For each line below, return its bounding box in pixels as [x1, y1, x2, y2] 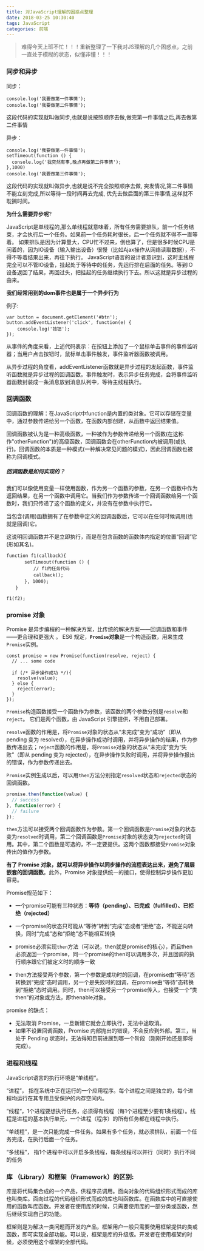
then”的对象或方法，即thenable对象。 [15, 994, 109, 1001]
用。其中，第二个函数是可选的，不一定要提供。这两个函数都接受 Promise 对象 [6, 841, 196, 848]
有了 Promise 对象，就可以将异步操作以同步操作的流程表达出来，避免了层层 [6, 861, 195, 868]
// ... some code [12, 658, 56, 664]
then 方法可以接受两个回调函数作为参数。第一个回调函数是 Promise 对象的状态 [6, 826, 196, 833]
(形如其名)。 [6, 541, 38, 548]
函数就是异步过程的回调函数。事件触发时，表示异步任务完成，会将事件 [11, 371, 187, 378]
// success [12, 797, 39, 803]
